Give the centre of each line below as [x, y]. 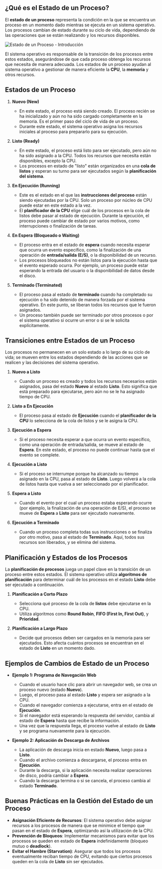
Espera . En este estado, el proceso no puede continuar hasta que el [87, 450]
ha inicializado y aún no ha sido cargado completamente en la [81, 116]
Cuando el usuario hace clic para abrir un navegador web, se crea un [88, 685]
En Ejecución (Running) [36, 185]
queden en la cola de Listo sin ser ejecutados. [58, 861]
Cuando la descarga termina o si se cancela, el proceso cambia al [85, 781]
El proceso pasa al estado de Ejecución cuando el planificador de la [88, 416]
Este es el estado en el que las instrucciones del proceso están [83, 195]
